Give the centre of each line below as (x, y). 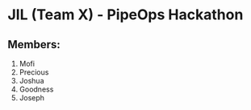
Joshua (31, 81)
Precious (34, 72)
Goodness (36, 89)
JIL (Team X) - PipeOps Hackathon (125, 15)
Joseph (32, 98)
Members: (34, 45)
